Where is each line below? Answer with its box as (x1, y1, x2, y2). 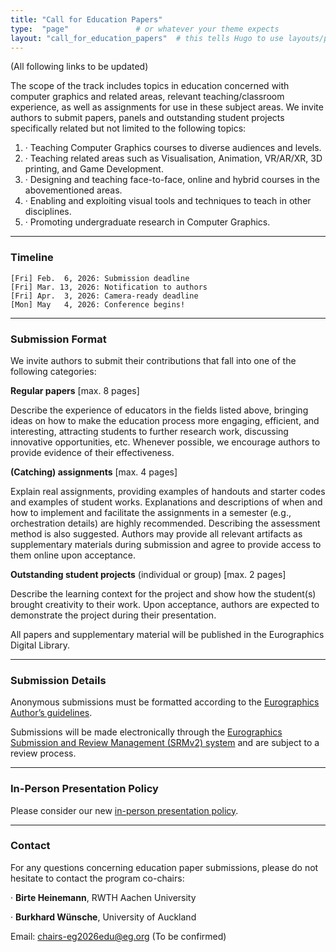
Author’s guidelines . (10, 707, 93, 719)
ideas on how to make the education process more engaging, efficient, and (10, 414, 320, 426)
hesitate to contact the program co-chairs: (10, 872, 185, 884)
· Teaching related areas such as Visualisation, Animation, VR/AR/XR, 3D (24, 152, 323, 165)
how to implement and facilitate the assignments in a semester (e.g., (10, 506, 292, 518)
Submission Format (10, 332, 107, 346)
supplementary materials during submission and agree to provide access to (10, 538, 322, 550)
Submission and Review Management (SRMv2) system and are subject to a (10, 737, 320, 749)
